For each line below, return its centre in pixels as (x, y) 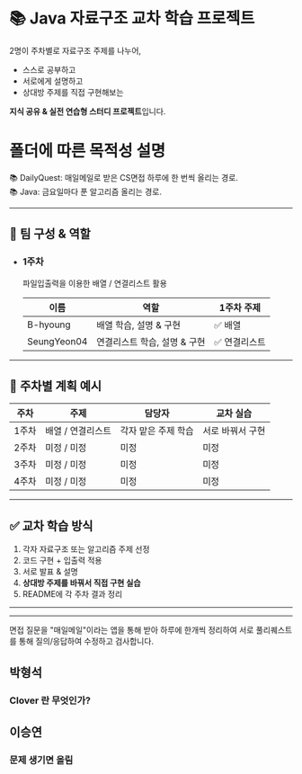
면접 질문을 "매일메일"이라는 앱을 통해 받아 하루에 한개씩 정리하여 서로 (132, 630)
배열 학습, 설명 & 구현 (138, 325)
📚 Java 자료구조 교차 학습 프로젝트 (132, 18)
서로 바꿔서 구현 (234, 431)
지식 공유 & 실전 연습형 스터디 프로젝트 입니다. (88, 111)
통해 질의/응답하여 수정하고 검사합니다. (86, 641)
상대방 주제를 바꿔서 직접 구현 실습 (81, 583)
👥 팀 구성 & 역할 (50, 234)
